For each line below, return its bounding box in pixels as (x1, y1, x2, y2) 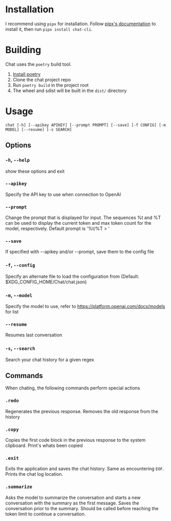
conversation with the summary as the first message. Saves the (5, 500, 139, 506)
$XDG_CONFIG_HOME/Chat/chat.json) (5, 279, 87, 285)
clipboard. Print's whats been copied (5, 442, 83, 448)
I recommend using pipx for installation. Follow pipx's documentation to (5, 21, 156, 27)
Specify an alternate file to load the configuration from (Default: (5, 273, 139, 279)
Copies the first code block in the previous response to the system (5, 437, 146, 443)
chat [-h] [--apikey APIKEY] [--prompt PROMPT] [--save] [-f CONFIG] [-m (5, 122, 166, 128)
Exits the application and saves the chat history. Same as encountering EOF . (5, 465, 164, 472)
